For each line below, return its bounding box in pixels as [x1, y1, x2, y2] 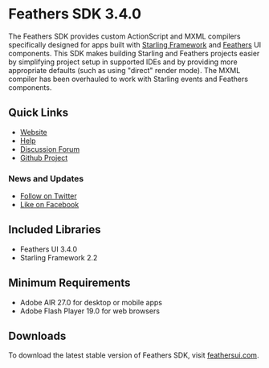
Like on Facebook [19, 200, 79, 210]
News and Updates [8, 173, 84, 184]
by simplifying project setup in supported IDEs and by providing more [8, 57, 238, 67]
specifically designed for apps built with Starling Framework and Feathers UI [8, 39, 262, 49]
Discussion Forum [19, 144, 80, 153]
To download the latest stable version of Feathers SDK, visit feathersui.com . [8, 350, 259, 360]
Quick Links [8, 106, 69, 120]
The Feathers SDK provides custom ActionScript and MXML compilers [8, 31, 241, 41]
